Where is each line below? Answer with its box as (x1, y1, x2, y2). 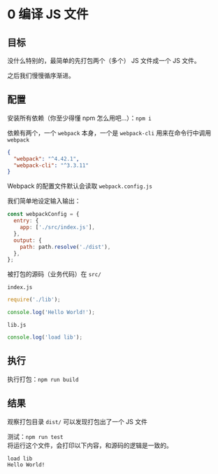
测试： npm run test (7, 432, 64, 440)
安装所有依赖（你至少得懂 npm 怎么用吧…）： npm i (7, 114, 152, 122)
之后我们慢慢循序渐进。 (7, 72, 75, 79)
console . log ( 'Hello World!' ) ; (7, 309, 96, 316)
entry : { (13, 217, 39, 224)
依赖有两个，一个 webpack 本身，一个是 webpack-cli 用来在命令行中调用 (7, 128, 212, 137)
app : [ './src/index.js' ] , (20, 224, 96, 231)
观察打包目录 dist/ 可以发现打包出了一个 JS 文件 (7, 417, 148, 426)
